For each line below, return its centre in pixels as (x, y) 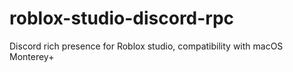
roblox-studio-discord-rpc (122, 18)
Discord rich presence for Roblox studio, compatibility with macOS (146, 46)
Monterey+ (32, 56)
